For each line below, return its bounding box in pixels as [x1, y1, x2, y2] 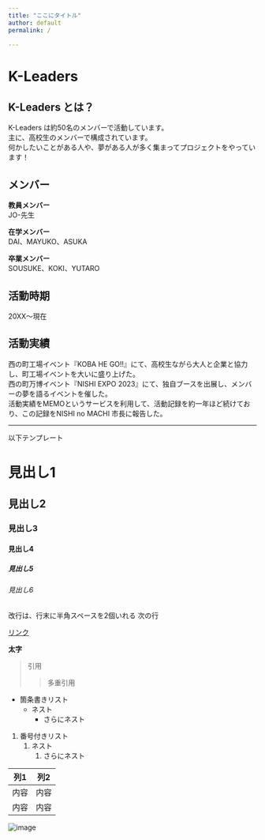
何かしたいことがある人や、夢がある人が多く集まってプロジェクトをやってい [8, 143, 256, 153]
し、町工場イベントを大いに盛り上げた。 [8, 369, 140, 379]
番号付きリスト [19, 732, 69, 741]
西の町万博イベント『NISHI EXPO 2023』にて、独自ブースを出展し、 [8, 379, 232, 388]
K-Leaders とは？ [8, 100, 95, 114]
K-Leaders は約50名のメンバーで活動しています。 [8, 123, 169, 133]
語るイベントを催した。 [35, 389, 112, 398]
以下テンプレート [8, 432, 64, 443]
